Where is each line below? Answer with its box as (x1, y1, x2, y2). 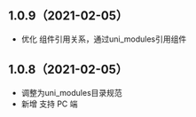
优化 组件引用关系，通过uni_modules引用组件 (20, 34, 187, 44)
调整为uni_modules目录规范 (20, 87, 123, 97)
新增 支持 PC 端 (20, 98, 78, 109)
